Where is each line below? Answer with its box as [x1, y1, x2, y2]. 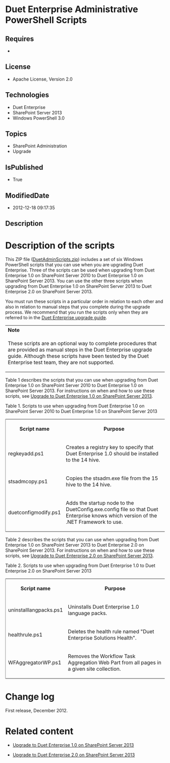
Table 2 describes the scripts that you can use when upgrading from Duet [5, 537, 159, 543]
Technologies [5, 91, 50, 99]
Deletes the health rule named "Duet [68, 628, 154, 635]
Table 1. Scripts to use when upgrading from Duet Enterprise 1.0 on [5, 403, 145, 409]
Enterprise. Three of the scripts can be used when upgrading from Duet [5, 267, 155, 273]
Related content [5, 726, 73, 737]
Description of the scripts [5, 240, 115, 251]
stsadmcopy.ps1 [8, 478, 48, 485]
